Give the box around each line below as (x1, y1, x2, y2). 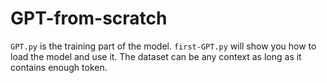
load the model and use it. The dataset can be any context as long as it (10, 50, 302, 62)
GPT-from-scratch (10, 7, 168, 30)
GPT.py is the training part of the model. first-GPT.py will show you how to (10, 40, 317, 52)
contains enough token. (10, 61, 108, 73)
